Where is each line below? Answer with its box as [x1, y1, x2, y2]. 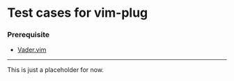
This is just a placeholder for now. [7, 66, 104, 74]
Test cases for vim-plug [7, 5, 148, 21]
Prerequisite [7, 30, 50, 40]
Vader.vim [17, 45, 47, 54]
